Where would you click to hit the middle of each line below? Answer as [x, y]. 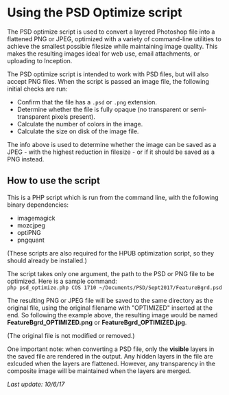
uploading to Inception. [40, 60]
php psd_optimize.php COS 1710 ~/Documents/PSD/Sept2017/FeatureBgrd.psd [115, 287]
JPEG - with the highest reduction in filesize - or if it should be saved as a [111, 152]
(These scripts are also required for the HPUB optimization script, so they [111, 253]
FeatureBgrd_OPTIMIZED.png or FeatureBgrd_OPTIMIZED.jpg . [97, 322]
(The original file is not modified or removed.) [71, 335]
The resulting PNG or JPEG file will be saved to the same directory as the [110, 300]
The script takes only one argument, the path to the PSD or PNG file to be [111, 273]
